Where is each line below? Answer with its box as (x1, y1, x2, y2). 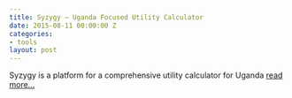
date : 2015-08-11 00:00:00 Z (9, 21, 117, 30)
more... (9, 79, 35, 90)
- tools (9, 37, 38, 47)
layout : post (9, 46, 58, 55)
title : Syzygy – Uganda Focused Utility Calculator (9, 12, 204, 22)
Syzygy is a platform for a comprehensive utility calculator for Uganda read (9, 70, 283, 80)
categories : (9, 29, 53, 38)
